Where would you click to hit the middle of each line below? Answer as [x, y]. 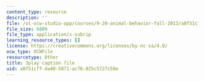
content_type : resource [37, 12]
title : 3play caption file [41, 63]
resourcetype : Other [33, 57]
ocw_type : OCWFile [30, 52]
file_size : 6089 [27, 29]
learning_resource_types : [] [43, 40]
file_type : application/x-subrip [49, 35]
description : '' [27, 18]
